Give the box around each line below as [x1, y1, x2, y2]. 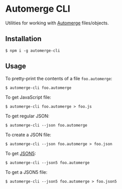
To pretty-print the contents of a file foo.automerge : [5, 75, 113, 81]
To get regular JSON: [5, 113, 50, 119]
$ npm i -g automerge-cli [5, 48, 60, 53]
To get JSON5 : [5, 150, 37, 156]
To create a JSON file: [5, 132, 52, 138]
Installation [5, 35, 42, 43]
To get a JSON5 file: [5, 169, 47, 175]
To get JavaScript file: [5, 94, 51, 100]
